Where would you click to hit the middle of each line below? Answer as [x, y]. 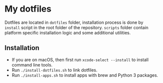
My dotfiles [28, 9]
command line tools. [32, 65]
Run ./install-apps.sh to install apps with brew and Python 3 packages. [85, 75]
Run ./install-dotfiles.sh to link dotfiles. [54, 70]
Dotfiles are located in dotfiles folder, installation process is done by [74, 22]
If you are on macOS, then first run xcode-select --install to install [80, 60]
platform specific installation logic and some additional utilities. [68, 33]
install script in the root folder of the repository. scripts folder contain [77, 27]
